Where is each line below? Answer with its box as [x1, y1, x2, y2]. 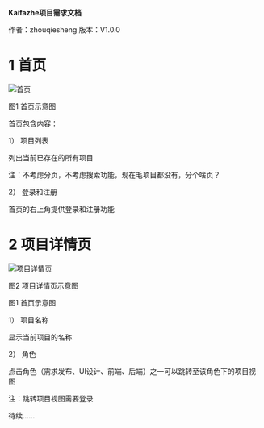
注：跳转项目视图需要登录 [8, 393, 94, 403]
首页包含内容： [8, 118, 58, 128]
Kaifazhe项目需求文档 [8, 8, 82, 17]
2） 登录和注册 [8, 187, 58, 197]
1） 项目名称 [8, 314, 49, 325]
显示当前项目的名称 [8, 332, 73, 342]
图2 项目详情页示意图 [8, 280, 79, 290]
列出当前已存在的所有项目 [8, 152, 94, 162]
